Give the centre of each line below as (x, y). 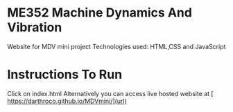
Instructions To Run (65, 75)
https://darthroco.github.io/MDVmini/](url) (67, 101)
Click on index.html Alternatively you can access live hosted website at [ (110, 93)
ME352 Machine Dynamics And (100, 13)
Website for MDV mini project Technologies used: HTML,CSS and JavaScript (116, 46)
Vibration (35, 27)
